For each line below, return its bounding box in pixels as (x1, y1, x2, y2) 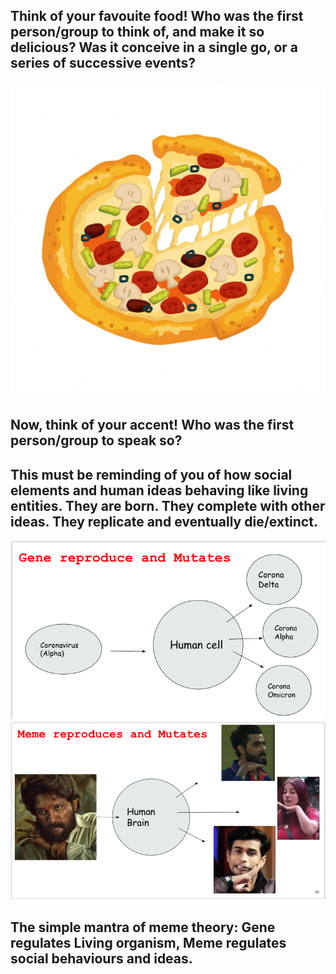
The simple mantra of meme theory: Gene (10, 919, 276, 936)
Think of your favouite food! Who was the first (10, 8, 304, 25)
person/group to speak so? (10, 432, 183, 449)
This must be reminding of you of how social (10, 466, 293, 483)
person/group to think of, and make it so (10, 24, 265, 41)
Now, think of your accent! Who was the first (10, 417, 295, 434)
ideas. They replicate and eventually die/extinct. (10, 513, 318, 530)
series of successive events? (10, 55, 196, 72)
